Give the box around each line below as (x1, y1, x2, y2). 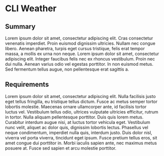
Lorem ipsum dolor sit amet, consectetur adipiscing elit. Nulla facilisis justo (5, 93, 156, 99)
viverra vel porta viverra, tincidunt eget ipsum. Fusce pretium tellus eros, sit (5, 135, 158, 140)
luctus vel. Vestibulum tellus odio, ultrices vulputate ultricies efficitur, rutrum (5, 109, 159, 115)
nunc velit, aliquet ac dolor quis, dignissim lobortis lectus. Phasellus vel (5, 124, 148, 130)
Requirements (5, 80, 49, 89)
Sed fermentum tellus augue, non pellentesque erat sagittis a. (5, 66, 129, 72)
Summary (5, 22, 36, 31)
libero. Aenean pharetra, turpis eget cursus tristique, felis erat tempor (5, 46, 145, 51)
